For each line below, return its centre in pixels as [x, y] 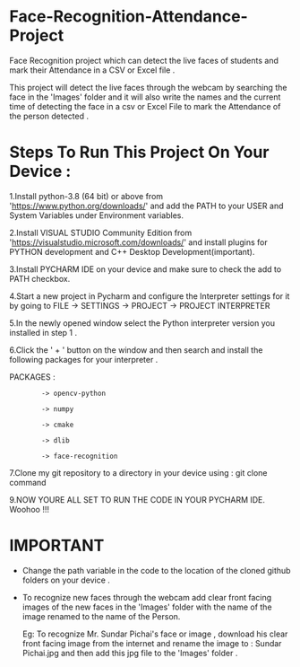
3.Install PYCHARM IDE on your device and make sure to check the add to [146, 269]
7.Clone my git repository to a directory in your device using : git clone [138, 472]
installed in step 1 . [43, 332]
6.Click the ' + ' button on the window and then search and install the [136, 350]
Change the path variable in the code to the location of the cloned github [156, 570]
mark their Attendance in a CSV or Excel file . [92, 70]
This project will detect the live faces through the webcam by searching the [148, 87]
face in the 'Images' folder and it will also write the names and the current [145, 97]
